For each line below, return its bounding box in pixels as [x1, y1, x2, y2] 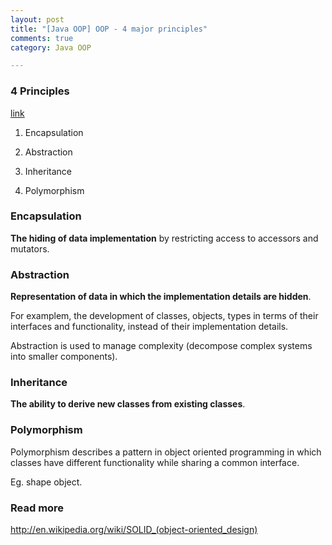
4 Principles [10, 84, 70, 98]
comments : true [10, 33, 74, 43]
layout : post [10, 14, 65, 25]
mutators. [10, 242, 50, 255]
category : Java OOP [10, 42, 92, 53]
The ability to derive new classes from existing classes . [10, 398, 246, 410]
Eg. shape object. [10, 476, 83, 488]
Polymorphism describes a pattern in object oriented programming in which [10, 446, 322, 458]
